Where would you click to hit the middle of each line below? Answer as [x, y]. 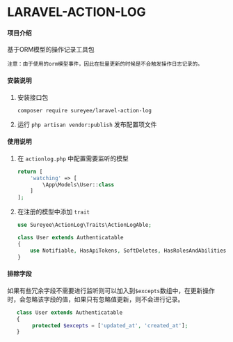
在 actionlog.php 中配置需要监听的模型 [73, 158]
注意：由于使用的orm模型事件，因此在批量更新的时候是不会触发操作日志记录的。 [105, 64]
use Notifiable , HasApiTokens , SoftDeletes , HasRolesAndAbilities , [130, 251]
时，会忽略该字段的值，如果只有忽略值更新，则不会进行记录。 [96, 299]
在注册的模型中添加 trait [54, 212]
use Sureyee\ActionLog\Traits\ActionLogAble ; [84, 225]
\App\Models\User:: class [79, 185]
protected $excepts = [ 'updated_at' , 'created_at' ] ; [110, 325]
